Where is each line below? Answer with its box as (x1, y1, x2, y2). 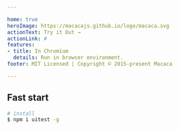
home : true (7, 16, 38, 23)
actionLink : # (7, 35, 48, 42)
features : (7, 42, 36, 49)
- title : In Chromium (7, 48, 69, 55)
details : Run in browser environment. (13, 54, 124, 62)
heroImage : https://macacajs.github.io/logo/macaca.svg (7, 22, 169, 29)
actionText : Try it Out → (7, 29, 81, 36)
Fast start (7, 92, 49, 103)
